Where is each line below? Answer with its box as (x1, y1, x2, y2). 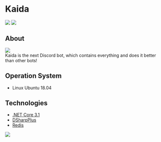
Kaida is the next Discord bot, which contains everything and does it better (5, 52, 156, 58)
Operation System (5, 72, 62, 80)
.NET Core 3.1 (12, 112, 40, 118)
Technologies (5, 99, 48, 107)
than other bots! (5, 57, 38, 63)
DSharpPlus (12, 117, 37, 123)
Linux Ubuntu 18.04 (12, 85, 52, 91)
